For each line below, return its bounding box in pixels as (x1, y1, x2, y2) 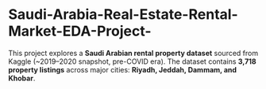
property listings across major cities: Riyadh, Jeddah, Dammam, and (8, 65, 237, 74)
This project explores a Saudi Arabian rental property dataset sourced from (8, 48, 259, 57)
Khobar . (8, 73, 36, 83)
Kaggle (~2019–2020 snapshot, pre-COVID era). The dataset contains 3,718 (8, 57, 256, 66)
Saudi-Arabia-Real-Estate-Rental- (8, 6, 238, 24)
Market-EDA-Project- (8, 22, 152, 40)
